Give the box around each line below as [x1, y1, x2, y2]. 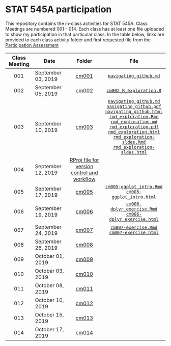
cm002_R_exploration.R [106, 88, 162, 93]
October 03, [35, 267, 64, 274]
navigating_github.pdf [106, 103, 162, 109]
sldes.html [121, 149, 148, 155]
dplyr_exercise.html [109, 216, 159, 222]
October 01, [35, 252, 64, 259]
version [75, 163, 94, 170]
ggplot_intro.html [111, 194, 156, 200]
